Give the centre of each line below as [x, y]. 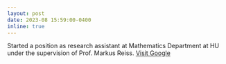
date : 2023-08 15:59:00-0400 [49, 20]
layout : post [26, 13]
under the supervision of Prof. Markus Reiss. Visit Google [89, 53]
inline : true [26, 26]
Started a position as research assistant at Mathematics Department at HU [113, 46]
